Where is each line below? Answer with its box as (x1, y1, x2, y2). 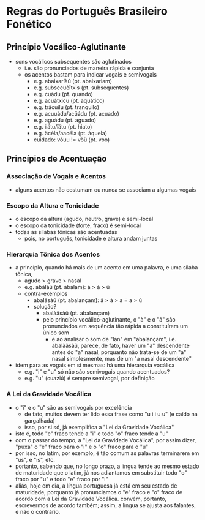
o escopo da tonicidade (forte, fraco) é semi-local (15, 222, 141, 229)
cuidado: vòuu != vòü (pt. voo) (33, 136, 110, 143)
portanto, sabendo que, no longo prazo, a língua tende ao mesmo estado (15, 462, 199, 470)
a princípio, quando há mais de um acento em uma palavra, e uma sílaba (15, 264, 198, 271)
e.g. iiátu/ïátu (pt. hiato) (33, 123, 92, 130)
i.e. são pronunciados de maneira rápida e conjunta (24, 64, 154, 72)
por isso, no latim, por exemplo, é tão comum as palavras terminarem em (15, 449, 199, 457)
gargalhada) (24, 416, 55, 424)
